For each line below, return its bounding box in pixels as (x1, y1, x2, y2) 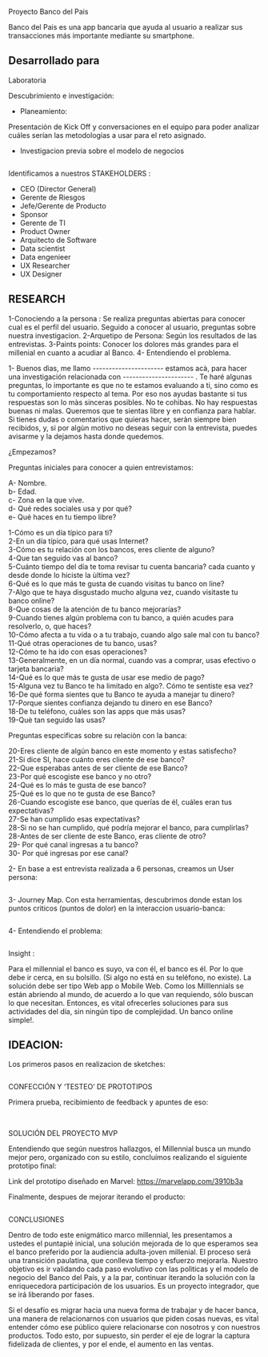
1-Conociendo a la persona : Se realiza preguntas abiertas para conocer (8, 313, 246, 323)
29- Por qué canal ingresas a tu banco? (8, 839, 138, 849)
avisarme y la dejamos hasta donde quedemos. (8, 431, 164, 441)
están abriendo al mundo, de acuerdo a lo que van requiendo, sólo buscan (8, 989, 254, 999)
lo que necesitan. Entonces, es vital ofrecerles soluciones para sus (8, 998, 229, 1008)
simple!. (8, 1015, 34, 1024)
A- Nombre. (8, 478, 47, 487)
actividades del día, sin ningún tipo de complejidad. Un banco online (8, 1006, 234, 1016)
